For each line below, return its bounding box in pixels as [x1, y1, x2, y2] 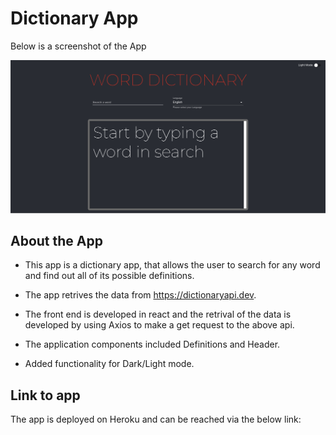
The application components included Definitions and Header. [24, 338, 281, 351]
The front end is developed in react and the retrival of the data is [24, 308, 292, 321]
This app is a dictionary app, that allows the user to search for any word [24, 259, 321, 271]
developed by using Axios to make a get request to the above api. [24, 319, 295, 331]
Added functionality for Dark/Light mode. [24, 358, 195, 370]
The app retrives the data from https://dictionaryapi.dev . [24, 289, 257, 301]
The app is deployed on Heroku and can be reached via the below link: [10, 413, 302, 426]
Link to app [10, 387, 81, 404]
